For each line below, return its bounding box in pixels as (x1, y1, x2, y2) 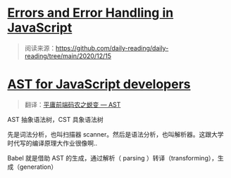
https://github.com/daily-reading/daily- (55, 43, 169, 52)
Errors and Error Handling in (7, 5, 174, 21)
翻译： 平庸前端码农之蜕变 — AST (24, 100, 121, 109)
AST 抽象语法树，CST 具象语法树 (7, 115, 104, 123)
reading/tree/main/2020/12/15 (24, 51, 111, 60)
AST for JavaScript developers (7, 76, 192, 93)
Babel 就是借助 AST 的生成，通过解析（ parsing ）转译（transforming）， (7, 153, 218, 162)
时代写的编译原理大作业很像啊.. (7, 139, 98, 147)
